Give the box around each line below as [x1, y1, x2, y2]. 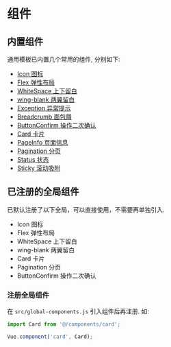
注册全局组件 [7, 290, 50, 300]
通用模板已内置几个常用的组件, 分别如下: [7, 56, 121, 63]
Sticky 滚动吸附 [16, 164, 61, 172]
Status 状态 [16, 156, 49, 163]
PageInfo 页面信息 [16, 139, 68, 146]
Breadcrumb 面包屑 [16, 112, 73, 121]
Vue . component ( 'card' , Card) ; [7, 333, 94, 340]
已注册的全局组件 [7, 186, 79, 198]
